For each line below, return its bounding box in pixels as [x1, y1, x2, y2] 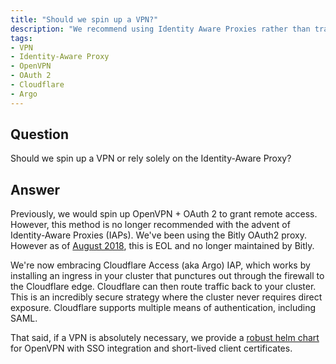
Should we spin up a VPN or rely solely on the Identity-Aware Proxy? [10, 152, 292, 165]
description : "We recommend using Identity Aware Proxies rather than [10, 24, 311, 34]
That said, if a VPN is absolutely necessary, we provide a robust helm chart [10, 332, 320, 344]
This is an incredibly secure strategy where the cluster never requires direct [10, 291, 323, 303]
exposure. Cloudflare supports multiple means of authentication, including [10, 302, 317, 314]
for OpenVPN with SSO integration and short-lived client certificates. [10, 342, 293, 355]
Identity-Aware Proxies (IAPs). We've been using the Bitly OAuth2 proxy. [10, 229, 307, 241]
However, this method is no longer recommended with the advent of [10, 219, 291, 231]
